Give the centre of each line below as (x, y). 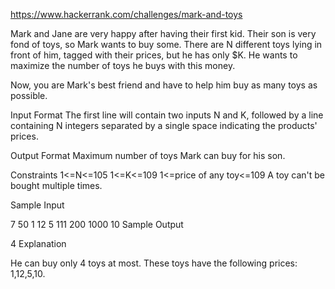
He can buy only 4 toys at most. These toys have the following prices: (154, 263)
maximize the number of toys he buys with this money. (123, 65)
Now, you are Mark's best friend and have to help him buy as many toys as (164, 85)
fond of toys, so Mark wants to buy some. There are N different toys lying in (166, 44)
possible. (29, 95)
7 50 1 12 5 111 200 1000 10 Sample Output (97, 224)
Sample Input (37, 205)
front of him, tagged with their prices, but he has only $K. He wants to (154, 55)
